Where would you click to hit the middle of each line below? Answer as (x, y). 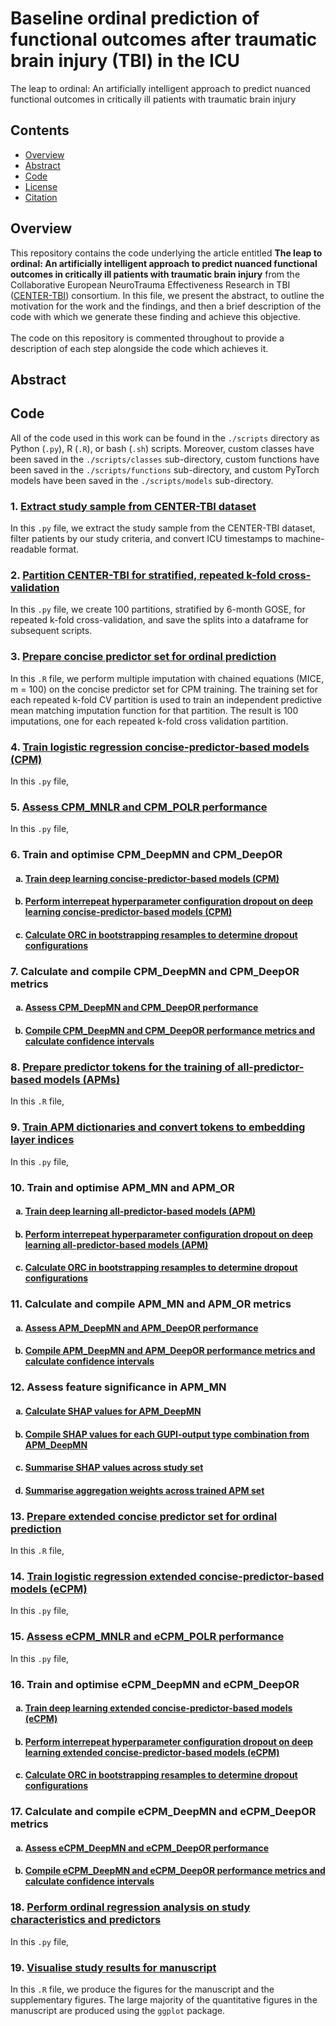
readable (28, 549)
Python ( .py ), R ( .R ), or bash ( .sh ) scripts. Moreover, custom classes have (162, 448)
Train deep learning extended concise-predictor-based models (158, 1708)
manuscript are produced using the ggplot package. (118, 2011)
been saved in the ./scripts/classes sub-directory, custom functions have (165, 459)
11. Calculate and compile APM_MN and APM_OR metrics (151, 1304)
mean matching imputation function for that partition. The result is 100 (154, 710)
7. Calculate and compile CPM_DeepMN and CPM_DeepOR (155, 971)
